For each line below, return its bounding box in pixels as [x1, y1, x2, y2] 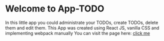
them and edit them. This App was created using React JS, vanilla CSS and [5, 24, 159, 30]
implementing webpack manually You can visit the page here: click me [5, 30, 150, 36]
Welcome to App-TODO [5, 3, 104, 14]
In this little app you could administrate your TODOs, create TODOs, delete [5, 19, 158, 25]
